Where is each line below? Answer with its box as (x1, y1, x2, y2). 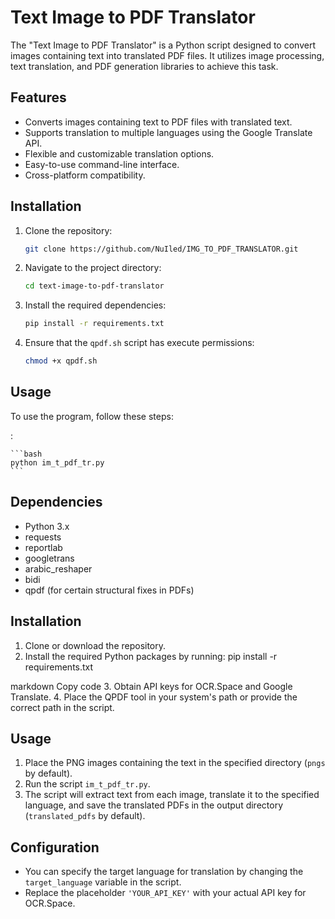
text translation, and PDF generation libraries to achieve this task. (10, 60, 279, 72)
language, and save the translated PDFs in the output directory (24, 799, 284, 811)
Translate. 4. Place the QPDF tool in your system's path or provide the (10, 691, 298, 703)
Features (10, 89, 67, 106)
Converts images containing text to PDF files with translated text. (24, 116, 293, 128)
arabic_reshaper (24, 562, 93, 575)
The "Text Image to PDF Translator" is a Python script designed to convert (10, 39, 316, 51)
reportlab (24, 541, 63, 553)
